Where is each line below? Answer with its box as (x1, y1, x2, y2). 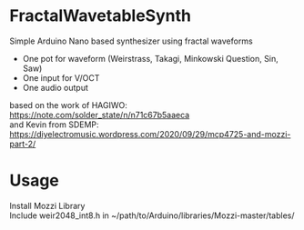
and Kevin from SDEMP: (9, 119, 99, 130)
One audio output (22, 82, 88, 93)
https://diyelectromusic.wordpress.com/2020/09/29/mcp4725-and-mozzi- (9, 128, 291, 139)
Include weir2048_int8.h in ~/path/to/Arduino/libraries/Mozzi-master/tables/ (9, 210, 295, 221)
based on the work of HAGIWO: (9, 99, 127, 110)
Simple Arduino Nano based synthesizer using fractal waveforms (9, 35, 253, 46)
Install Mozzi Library (9, 200, 86, 211)
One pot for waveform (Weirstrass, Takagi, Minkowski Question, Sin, (22, 53, 279, 64)
